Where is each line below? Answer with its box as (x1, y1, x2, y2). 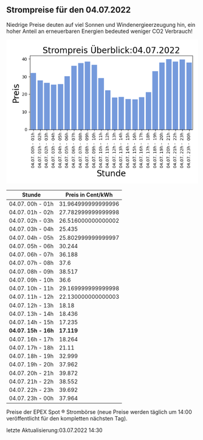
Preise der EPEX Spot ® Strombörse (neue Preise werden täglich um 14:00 (6, 408, 193, 416)
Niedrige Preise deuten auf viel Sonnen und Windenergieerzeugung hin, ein (6, 21, 196, 28)
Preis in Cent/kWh (65, 191, 113, 198)
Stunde (22, 191, 41, 198)
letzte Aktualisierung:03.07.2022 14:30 (6, 426, 103, 434)
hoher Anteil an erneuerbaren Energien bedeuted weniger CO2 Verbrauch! (6, 27, 193, 35)
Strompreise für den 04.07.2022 (6, 5, 131, 15)
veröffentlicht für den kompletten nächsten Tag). (6, 414, 128, 422)
